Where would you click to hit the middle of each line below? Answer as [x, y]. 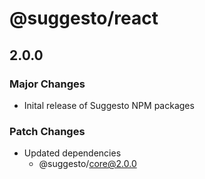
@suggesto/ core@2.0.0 [87, 164]
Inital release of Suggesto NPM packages [109, 105]
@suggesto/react [84, 18]
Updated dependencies [72, 153]
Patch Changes [47, 131]
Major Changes [47, 84]
